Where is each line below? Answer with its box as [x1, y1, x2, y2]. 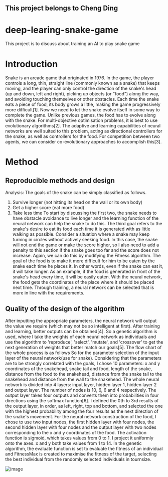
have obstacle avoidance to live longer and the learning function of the [12, 215, 159, 221]
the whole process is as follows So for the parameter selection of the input [5, 350, 159, 356]
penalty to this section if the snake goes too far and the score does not [12, 247, 159, 253]
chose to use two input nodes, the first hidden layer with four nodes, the [5, 419, 154, 425]
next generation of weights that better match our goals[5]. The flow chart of [5, 345, 162, 351]
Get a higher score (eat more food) [12, 205, 85, 211]
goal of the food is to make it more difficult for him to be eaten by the [12, 258, 155, 264]
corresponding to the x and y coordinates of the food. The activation [5, 430, 147, 436]
